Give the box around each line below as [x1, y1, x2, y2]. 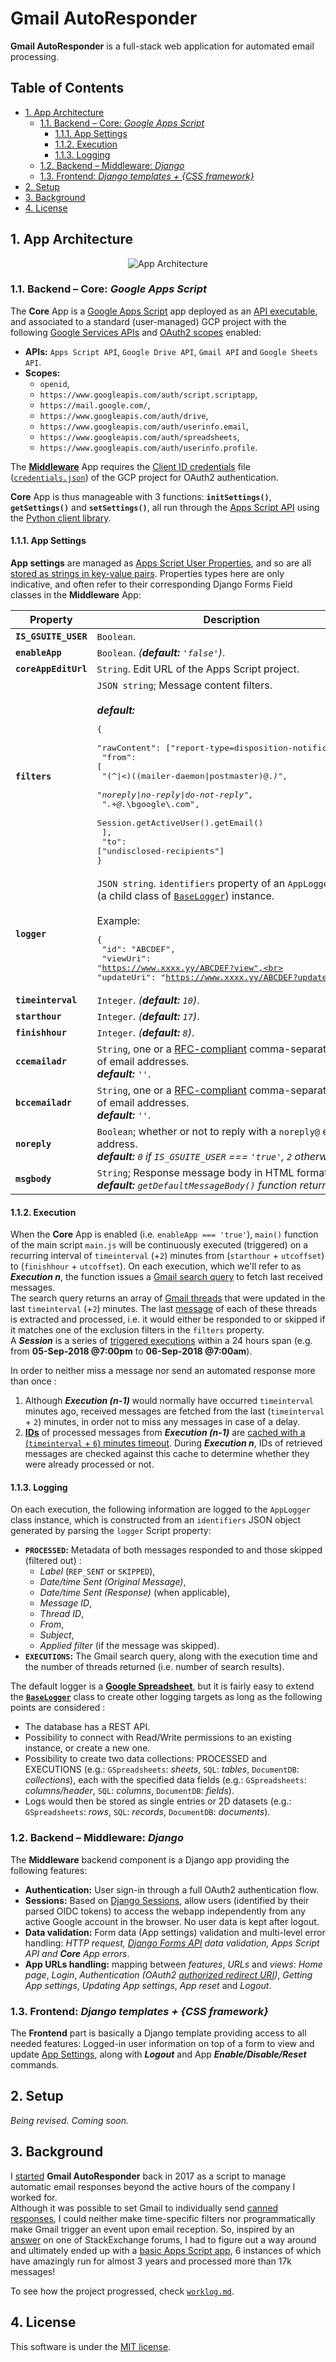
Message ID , [39, 1597, 93, 1609]
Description [203, 613, 261, 627]
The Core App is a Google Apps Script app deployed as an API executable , [10, 305, 318, 317]
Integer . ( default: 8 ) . [96, 1026, 195, 1040]
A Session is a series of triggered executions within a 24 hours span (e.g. [10, 1335, 313, 1347]
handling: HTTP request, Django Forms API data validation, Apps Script [24, 1937, 320, 1949]
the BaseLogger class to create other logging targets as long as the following [10, 1691, 323, 1703]
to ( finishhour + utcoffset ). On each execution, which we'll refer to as [10, 1260, 302, 1272]
